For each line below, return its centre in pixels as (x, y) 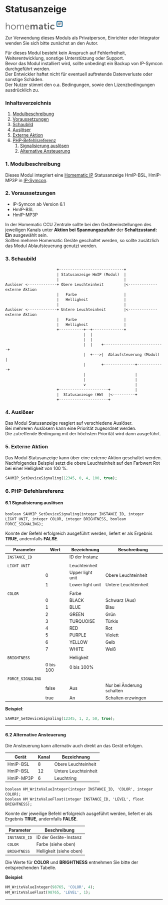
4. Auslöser (19, 412)
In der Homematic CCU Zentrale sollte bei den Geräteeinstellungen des (78, 224)
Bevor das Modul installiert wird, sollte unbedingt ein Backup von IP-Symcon (84, 63)
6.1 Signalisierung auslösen (34, 503)
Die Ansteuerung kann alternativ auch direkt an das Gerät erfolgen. (74, 746)
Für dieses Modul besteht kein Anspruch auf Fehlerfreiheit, (66, 53)
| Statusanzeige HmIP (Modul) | (91, 275)
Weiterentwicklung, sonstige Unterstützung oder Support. (65, 58)
